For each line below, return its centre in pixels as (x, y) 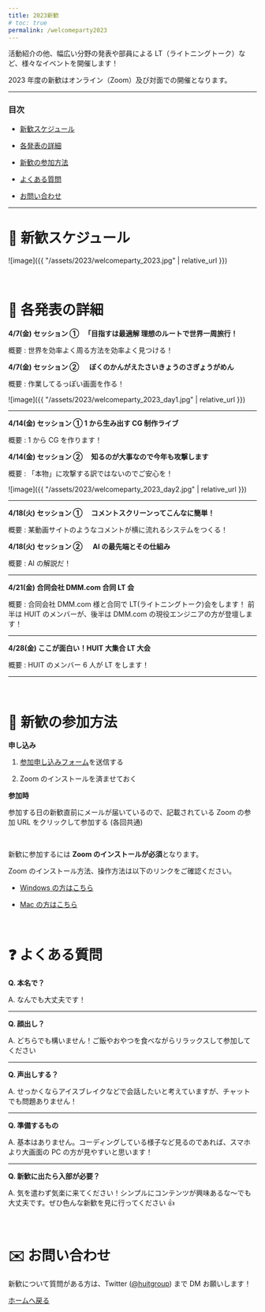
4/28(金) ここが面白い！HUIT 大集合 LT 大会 (80, 648)
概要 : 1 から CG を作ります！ (55, 439)
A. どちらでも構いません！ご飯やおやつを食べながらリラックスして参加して (129, 1041)
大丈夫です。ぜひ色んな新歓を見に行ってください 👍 (91, 1203)
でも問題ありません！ (43, 1101)
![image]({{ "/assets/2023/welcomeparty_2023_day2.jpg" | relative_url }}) (127, 489)
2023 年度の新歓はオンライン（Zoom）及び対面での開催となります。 (120, 80)
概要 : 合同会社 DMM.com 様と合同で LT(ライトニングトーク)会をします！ (127, 604)
